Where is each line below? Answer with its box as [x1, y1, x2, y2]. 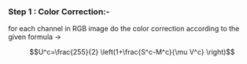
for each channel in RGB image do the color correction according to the [8, 24, 240, 34]
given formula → [8, 32, 61, 41]
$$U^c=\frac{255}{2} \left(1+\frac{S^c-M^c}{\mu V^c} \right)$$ [29, 48, 235, 57]
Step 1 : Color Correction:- [8, 6, 110, 17]
